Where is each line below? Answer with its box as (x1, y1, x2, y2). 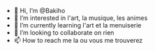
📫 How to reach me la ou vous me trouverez (13, 37, 143, 44)
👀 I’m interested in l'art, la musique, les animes (13, 14, 148, 22)
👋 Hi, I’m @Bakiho (13, 7, 66, 14)
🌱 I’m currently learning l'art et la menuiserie (13, 21, 142, 29)
